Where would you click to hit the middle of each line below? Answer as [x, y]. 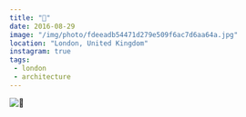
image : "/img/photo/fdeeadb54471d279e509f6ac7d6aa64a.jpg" [124, 34]
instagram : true [40, 52]
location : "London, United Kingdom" [79, 43]
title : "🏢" [30, 18]
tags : [20, 60]
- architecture [42, 77]
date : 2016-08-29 [42, 26]
